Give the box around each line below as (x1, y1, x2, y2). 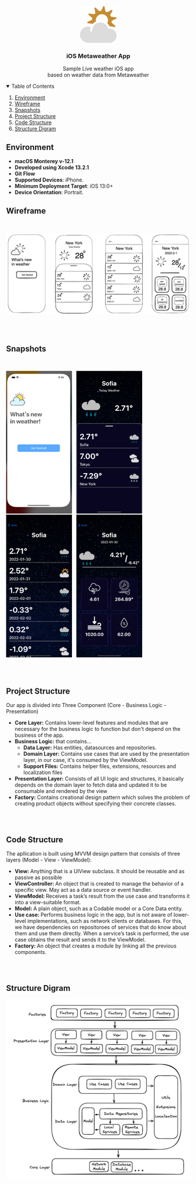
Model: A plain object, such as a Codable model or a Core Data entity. (14, 905, 183, 912)
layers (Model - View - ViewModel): (6, 856, 92, 863)
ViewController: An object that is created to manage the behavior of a (14, 880, 184, 887)
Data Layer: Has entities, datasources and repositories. (23, 744, 157, 751)
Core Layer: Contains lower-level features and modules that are (14, 719, 169, 726)
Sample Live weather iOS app (63, 65, 134, 73)
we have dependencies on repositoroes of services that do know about (14, 924, 187, 931)
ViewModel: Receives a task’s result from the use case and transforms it (14, 893, 190, 900)
